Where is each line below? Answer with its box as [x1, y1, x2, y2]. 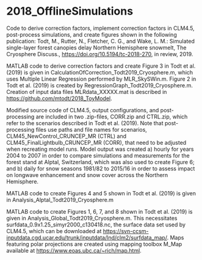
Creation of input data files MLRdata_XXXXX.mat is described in [6, 88, 167, 95]
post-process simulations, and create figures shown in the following [6, 31, 177, 38]
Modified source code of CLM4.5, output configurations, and [6, 106, 159, 114]
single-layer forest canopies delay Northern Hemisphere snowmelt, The [6, 44, 187, 51]
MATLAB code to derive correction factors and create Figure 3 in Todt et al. [6, 62, 196, 70]
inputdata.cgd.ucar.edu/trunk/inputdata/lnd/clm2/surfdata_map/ [6, 234, 167, 241]
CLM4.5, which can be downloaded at [6, 227, 102, 234]
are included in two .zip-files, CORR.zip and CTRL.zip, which [35, 113, 188, 120]
